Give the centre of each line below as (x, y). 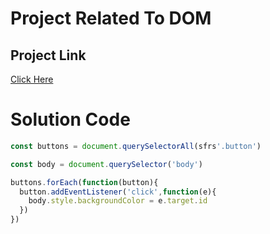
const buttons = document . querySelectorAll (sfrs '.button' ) (136, 146)
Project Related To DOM (111, 18)
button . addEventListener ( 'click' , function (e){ (118, 192)
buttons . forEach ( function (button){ (84, 182)
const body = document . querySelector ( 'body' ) (106, 164)
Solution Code (70, 119)
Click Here (32, 79)
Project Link (48, 55)
